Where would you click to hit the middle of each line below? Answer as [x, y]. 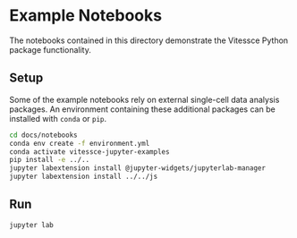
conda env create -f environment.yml [80, 143]
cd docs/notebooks [43, 135]
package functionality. [50, 49]
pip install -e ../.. [50, 160]
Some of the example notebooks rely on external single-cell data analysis [144, 99]
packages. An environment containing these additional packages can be [142, 109]
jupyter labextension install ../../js [84, 177]
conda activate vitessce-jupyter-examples [89, 152]
